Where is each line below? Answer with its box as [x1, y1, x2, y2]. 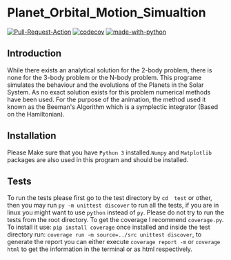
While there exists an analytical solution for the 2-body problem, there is [7, 66, 212, 74]
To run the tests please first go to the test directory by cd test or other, [7, 194, 212, 202]
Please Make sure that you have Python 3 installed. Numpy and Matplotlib [7, 148, 212, 157]
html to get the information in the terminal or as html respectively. [7, 245, 193, 253]
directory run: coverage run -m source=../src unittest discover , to [7, 230, 202, 239]
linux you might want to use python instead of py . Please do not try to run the [7, 208, 225, 217]
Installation [7, 130, 57, 142]
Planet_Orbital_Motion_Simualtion [7, 5, 206, 21]
